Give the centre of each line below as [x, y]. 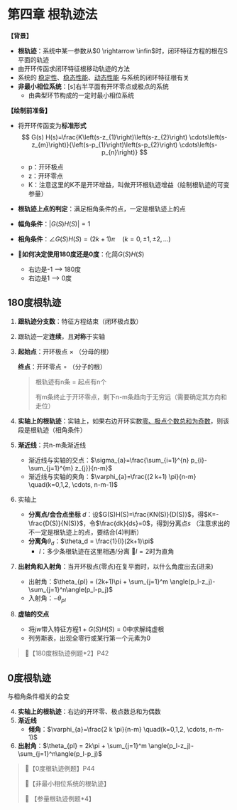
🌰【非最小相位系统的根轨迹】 [67, 784]
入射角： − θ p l [47, 599]
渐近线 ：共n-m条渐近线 [52, 445]
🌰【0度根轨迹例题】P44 [60, 769]
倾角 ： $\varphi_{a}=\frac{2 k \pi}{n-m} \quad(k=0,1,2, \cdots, [118, 730]
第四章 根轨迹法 [53, 15]
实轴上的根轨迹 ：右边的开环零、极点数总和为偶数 [89, 712]
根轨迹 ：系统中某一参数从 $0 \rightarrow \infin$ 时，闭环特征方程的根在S [123, 51]
